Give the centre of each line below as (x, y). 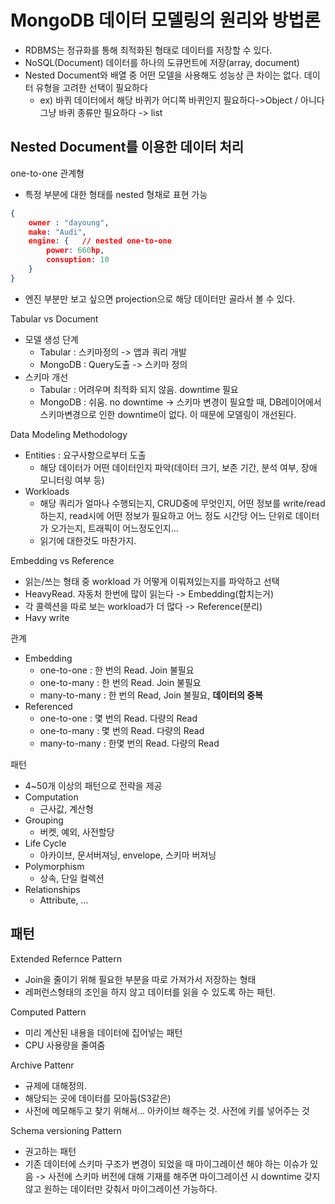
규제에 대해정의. (55, 1085)
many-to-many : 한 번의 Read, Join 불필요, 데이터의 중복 (151, 695)
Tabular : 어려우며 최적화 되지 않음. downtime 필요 (139, 389)
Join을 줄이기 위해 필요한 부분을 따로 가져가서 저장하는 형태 (140, 979)
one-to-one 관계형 (47, 173)
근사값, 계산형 (66, 808)
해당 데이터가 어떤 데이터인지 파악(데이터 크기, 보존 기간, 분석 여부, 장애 (178, 467)
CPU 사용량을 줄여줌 (65, 1045)
